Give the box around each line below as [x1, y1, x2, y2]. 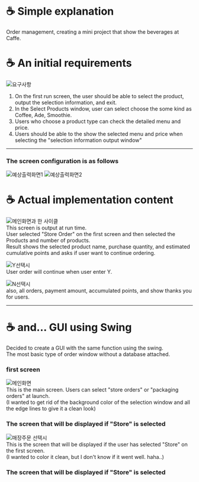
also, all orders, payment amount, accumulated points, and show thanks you [6, 287, 192, 295]
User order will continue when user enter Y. [6, 269, 113, 276]
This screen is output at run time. [6, 224, 87, 231]
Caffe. [6, 34, 21, 41]
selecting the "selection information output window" [14, 137, 142, 144]
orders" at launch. [6, 393, 50, 400]
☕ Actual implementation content [6, 193, 174, 207]
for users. [6, 293, 30, 300]
